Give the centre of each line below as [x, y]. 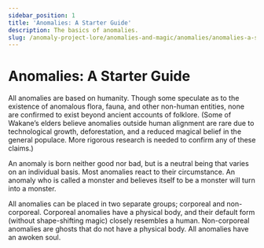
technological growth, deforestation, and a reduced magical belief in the [125, 131]
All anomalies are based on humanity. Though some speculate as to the [124, 98]
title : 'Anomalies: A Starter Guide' [70, 23]
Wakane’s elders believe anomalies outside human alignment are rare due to [131, 124]
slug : [17, 37]
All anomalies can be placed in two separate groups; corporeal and [117, 204]
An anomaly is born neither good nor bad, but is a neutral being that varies [128, 164]
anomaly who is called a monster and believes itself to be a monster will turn [132, 180]
